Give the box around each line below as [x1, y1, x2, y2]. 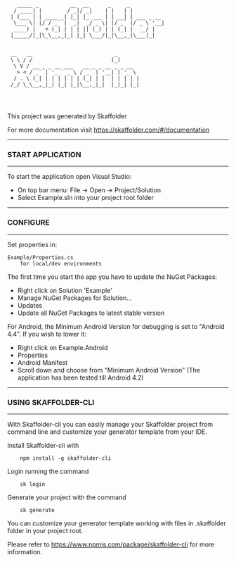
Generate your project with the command [7, 493, 126, 501]
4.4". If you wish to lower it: [7, 330, 86, 338]
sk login [20, 480, 46, 487]
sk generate [20, 506, 55, 513]
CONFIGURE [7, 218, 51, 227]
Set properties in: [7, 240, 58, 249]
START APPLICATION [7, 149, 82, 159]
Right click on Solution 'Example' [17, 286, 112, 294]
